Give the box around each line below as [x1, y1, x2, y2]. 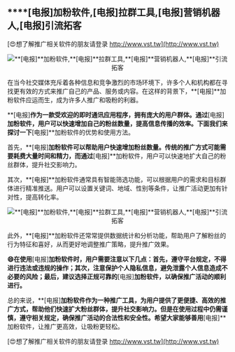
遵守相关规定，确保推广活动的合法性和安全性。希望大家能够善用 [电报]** [19, 314, 227, 322]
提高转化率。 [25, 192, 63, 201]
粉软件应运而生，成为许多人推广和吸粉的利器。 [7, 95, 142, 104]
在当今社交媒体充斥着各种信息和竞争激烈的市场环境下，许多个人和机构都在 [7, 78, 222, 86]
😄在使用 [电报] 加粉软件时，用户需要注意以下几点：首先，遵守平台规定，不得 [7, 255, 227, 263]
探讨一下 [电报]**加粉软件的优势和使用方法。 [7, 128, 135, 136]
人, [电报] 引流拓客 [7, 20, 82, 31]
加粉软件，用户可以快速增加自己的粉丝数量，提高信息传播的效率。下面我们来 [7, 119, 228, 127]
